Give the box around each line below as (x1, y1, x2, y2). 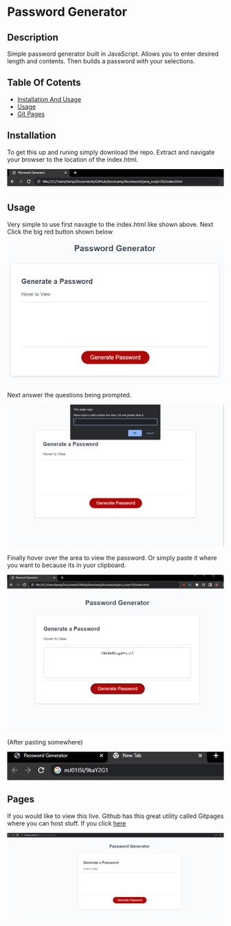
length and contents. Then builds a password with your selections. (7, 57, 195, 65)
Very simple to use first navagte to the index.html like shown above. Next (7, 220, 214, 228)
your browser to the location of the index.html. (7, 155, 139, 164)
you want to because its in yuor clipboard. (7, 561, 126, 569)
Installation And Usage (16, 95, 81, 103)
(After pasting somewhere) (7, 738, 84, 747)
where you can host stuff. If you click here (7, 819, 126, 827)
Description (7, 32, 58, 43)
